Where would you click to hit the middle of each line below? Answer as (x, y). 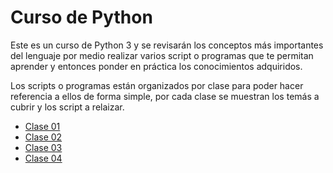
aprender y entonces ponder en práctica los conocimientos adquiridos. (156, 66)
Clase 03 (43, 147)
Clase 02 (43, 137)
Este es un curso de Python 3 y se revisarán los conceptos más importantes (167, 45)
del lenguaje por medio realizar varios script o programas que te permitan (162, 55)
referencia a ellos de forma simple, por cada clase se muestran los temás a (165, 96)
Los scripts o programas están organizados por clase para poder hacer (157, 85)
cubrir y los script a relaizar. (67, 107)
